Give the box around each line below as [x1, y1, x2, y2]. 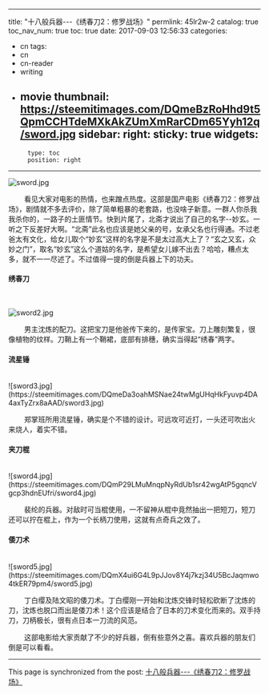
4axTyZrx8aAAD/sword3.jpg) [8, 398, 104, 408]
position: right [27, 155, 82, 164]
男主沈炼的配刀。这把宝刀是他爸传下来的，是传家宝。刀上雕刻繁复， [23, 325, 249, 334]
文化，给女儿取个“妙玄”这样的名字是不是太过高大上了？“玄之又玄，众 [29, 234, 256, 244]
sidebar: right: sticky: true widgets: [78, 127, 259, 141]
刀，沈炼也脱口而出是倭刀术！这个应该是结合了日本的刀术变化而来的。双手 [8, 605, 254, 615]
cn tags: [19, 42, 47, 50]
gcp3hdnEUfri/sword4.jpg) [8, 488, 97, 498]
